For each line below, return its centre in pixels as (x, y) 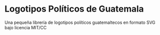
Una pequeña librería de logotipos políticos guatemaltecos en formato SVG (80, 22)
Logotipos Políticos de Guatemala (74, 9)
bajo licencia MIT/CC (26, 27)
